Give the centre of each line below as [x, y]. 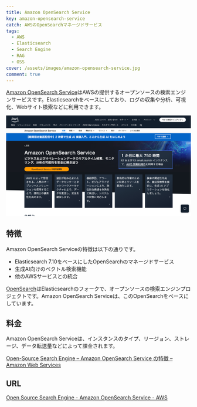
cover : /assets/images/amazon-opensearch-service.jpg [73, 68]
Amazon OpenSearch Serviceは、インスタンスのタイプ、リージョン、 [90, 339]
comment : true [23, 74]
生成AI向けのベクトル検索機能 [50, 269]
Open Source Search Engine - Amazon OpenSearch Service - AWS [87, 398]
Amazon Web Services [34, 365]
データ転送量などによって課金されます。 [70, 346]
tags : [13, 31]
